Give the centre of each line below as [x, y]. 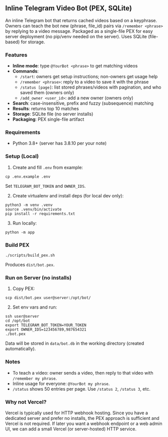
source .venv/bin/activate [33, 209]
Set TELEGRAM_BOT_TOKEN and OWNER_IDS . [46, 186]
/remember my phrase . [34, 378]
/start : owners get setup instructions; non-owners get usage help [89, 77]
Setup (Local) [22, 157]
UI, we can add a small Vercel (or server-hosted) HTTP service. [71, 429]
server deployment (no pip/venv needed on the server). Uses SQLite [76, 36]
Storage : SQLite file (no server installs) [53, 114]
